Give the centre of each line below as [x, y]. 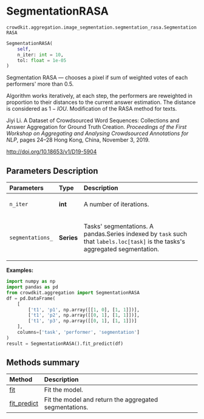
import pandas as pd [32, 287]
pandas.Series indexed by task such [135, 234]
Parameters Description [52, 171]
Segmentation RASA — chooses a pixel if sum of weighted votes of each [97, 78]
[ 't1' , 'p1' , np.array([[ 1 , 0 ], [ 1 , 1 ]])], [84, 310]
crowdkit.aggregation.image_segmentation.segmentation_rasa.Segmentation [102, 27]
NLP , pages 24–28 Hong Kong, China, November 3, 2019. [78, 140]
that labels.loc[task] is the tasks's [134, 241]
